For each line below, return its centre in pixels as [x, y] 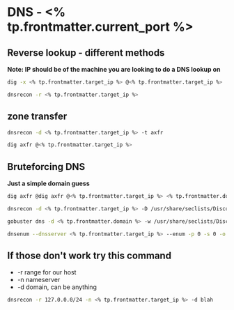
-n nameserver [39, 280]
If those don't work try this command [89, 256]
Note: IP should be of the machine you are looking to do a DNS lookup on [114, 69]
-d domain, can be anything [57, 287]
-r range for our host [47, 272]
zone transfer [37, 117]
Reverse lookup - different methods [86, 53]
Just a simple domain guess [49, 184]
